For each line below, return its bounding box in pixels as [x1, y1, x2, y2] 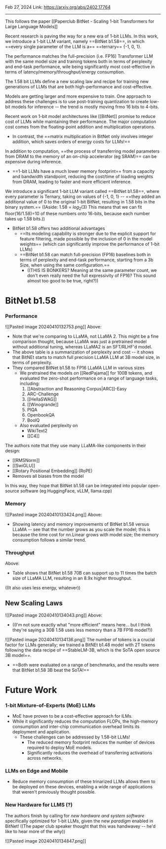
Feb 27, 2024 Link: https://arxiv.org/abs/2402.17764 [5, 4, 111, 10]
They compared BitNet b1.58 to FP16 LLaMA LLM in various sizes [12, 365, 145, 371]
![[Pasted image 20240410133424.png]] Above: [5, 511, 102, 517]
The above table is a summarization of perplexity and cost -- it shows [12, 349, 154, 355]
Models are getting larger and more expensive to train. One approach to [5, 93, 151, 99]
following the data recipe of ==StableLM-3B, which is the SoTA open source [5, 647, 160, 653]
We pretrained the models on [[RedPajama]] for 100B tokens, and [19, 370, 152, 376]
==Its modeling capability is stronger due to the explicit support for [19, 231, 157, 236]
